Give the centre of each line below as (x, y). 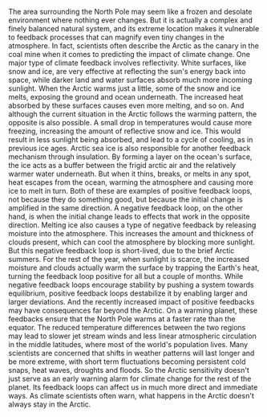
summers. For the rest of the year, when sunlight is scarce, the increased (129, 259)
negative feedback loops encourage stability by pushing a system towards (131, 285)
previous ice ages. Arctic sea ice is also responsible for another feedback (129, 148)
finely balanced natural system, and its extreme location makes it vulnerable (134, 29)
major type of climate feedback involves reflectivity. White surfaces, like (127, 63)
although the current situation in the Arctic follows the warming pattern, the (133, 114)
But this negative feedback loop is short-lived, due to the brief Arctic (121, 251)
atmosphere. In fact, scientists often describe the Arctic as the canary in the (133, 46)
